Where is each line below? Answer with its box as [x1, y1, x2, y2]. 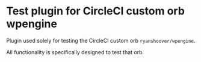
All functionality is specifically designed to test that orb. [6, 48, 144, 55]
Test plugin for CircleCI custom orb [6, 4, 185, 18]
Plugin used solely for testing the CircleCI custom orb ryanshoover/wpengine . [6, 37, 196, 44]
